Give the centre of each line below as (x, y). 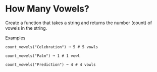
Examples (15, 38)
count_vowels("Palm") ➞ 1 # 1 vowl (43, 56)
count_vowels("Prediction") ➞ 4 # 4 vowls (50, 64)
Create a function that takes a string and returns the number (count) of (79, 23)
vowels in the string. (26, 28)
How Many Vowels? (47, 9)
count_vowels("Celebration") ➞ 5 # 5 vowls (52, 47)
